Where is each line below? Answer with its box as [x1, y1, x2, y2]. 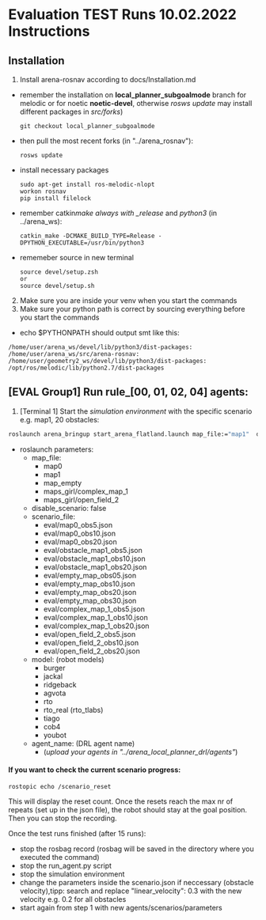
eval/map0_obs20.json [43, 536, 117, 547]
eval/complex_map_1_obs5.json [43, 604, 145, 614]
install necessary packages [19, 165, 109, 175]
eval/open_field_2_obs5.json [43, 629, 136, 638]
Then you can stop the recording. [8, 813, 117, 823]
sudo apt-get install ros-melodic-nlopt [19, 180, 155, 188]
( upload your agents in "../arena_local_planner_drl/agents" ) [43, 747, 238, 756]
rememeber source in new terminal [19, 253, 135, 262]
